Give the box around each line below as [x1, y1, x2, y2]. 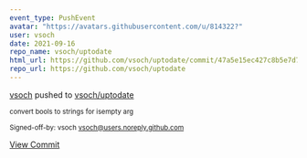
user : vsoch [9, 30, 55, 39]
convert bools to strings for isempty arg [9, 107, 134, 116]
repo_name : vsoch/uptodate [9, 47, 112, 57]
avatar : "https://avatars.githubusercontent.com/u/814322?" [9, 22, 244, 31]
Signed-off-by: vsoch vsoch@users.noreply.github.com [9, 122, 185, 132]
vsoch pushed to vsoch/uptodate [9, 89, 134, 100]
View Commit [9, 139, 60, 150]
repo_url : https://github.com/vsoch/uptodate [9, 65, 185, 74]
